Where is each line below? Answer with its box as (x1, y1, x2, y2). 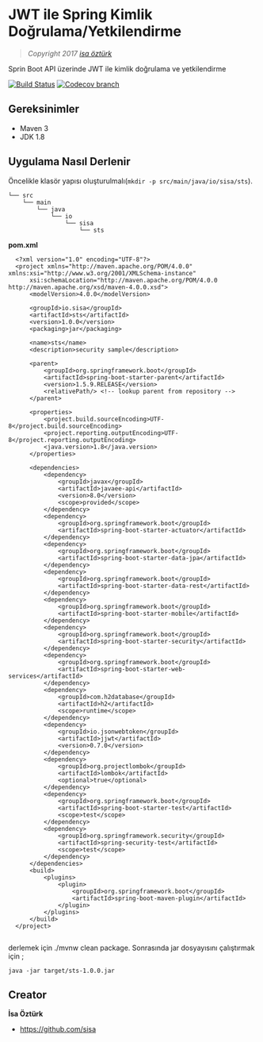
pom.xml (8, 240, 38, 249)
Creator (8, 988, 48, 1002)
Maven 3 (19, 123, 49, 133)
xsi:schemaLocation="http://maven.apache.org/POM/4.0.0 (29, 276, 218, 284)
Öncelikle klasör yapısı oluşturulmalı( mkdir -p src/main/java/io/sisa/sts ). (8, 176, 253, 186)
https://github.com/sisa (19, 1025, 97, 1034)
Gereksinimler (8, 102, 80, 116)
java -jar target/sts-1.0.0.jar (8, 967, 115, 975)
